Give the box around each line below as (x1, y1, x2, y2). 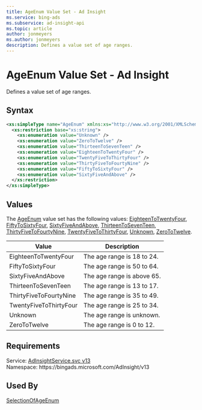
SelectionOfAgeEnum (6, 397, 60, 404)
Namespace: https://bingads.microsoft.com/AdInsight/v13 (6, 363, 150, 370)
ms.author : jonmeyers (6, 37, 61, 43)
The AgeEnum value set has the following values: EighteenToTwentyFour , (6, 215, 188, 222)
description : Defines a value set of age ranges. (6, 43, 133, 49)
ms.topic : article (6, 25, 52, 32)
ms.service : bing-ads (6, 14, 61, 20)
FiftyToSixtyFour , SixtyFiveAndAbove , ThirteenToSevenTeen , (6, 222, 156, 229)
